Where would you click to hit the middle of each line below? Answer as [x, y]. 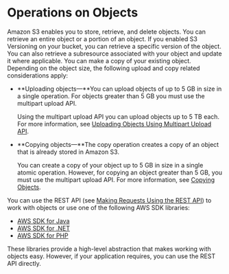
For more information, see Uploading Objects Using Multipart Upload [114, 124]
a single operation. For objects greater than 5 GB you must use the [111, 96]
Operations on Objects [73, 13]
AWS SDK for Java [43, 220]
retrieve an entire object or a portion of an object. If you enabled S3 [102, 38]
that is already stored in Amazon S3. [68, 152]
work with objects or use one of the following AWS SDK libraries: [98, 207]
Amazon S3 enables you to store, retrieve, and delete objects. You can [106, 32]
